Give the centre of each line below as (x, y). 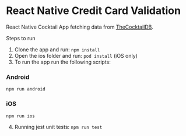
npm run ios (20, 116)
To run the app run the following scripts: (62, 62)
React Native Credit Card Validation (93, 11)
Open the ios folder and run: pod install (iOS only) (76, 55)
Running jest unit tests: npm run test (58, 127)
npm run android (26, 89)
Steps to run (21, 38)
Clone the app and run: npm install (57, 49)
